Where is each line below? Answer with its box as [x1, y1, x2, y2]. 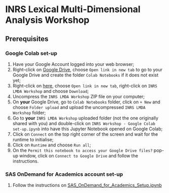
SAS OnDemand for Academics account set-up [5, 171, 123, 178]
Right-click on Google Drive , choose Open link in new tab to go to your [12, 66, 163, 72]
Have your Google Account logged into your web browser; [12, 61, 135, 67]
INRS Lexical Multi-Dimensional [5, 4, 141, 15]
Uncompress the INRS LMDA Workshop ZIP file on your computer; [12, 93, 145, 99]
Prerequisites [5, 34, 49, 43]
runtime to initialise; [12, 136, 54, 142]
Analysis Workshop [5, 14, 90, 26]
